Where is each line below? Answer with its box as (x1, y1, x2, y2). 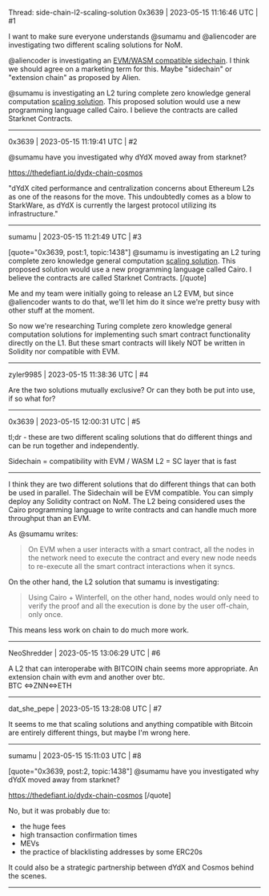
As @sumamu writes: (8, 529, 78, 539)
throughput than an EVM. (8, 514, 91, 523)
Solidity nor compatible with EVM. (8, 347, 120, 356)
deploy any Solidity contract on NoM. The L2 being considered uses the (8, 497, 246, 506)
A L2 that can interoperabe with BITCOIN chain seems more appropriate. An (8, 664, 259, 673)
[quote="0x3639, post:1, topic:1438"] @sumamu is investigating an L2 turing (8, 248, 261, 256)
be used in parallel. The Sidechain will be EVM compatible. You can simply (8, 488, 254, 497)
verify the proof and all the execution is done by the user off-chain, (27, 601, 250, 611)
